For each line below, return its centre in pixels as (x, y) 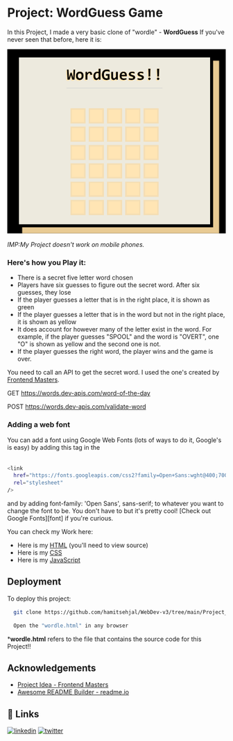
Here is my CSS (40, 553)
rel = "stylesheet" (38, 483)
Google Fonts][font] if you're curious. (60, 519)
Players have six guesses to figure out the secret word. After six (108, 285)
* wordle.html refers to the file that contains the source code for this (104, 639)
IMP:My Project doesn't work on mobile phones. (76, 245)
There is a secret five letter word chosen (75, 278)
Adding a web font (39, 425)
